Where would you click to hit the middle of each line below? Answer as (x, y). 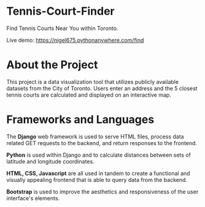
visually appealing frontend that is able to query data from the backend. (97, 179)
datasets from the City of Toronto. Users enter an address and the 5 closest (102, 88)
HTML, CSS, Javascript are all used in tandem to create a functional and (98, 173)
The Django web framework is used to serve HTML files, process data (95, 137)
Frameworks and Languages (80, 120)
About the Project (52, 65)
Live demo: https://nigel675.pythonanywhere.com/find (75, 40)
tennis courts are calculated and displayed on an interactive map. (89, 95)
